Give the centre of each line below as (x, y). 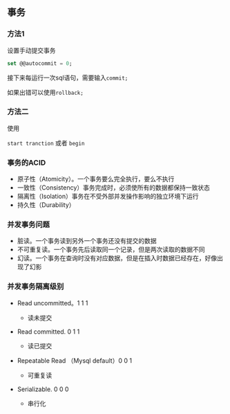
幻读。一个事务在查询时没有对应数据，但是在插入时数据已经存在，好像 (117, 258)
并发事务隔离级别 (36, 287)
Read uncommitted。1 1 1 (52, 303)
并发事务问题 (29, 225)
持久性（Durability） (46, 205)
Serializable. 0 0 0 (43, 389)
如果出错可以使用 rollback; (46, 92)
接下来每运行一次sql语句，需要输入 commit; (68, 78)
